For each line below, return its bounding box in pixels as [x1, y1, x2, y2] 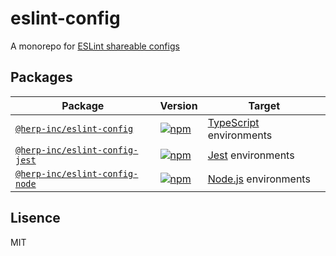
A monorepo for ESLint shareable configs [10, 40, 180, 52]
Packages [10, 69, 73, 86]
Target [248, 98, 281, 112]
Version [159, 98, 198, 112]
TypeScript [207, 115, 260, 129]
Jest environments [207, 148, 295, 162]
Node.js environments [207, 172, 311, 186]
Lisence [10, 210, 61, 227]
